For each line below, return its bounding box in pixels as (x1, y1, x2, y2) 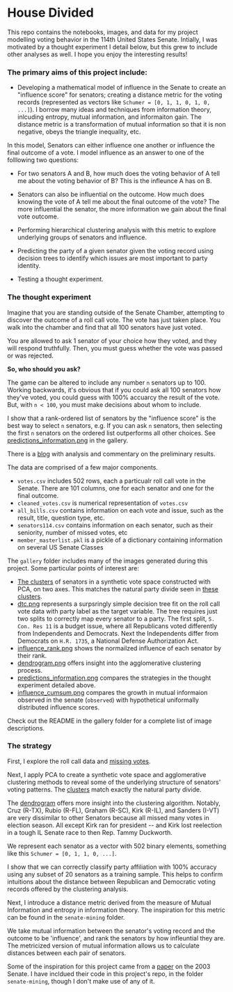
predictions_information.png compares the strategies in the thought (17, 673, 211, 682)
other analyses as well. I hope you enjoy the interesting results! (7, 50, 188, 58)
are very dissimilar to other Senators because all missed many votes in (7, 813, 210, 822)
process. (17, 666, 43, 674)
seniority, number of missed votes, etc (17, 528, 128, 536)
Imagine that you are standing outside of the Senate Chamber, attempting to (7, 308, 225, 317)
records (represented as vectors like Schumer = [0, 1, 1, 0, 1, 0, (17, 98, 211, 106)
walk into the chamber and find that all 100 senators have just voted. (7, 323, 203, 331)
